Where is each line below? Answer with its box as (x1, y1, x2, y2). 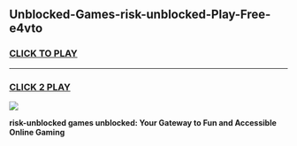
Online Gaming (9, 127, 65, 137)
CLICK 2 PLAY (9, 81, 71, 93)
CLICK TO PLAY (9, 48, 78, 60)
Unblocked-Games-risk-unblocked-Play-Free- (9, 7, 271, 22)
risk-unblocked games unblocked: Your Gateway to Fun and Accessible (9, 117, 277, 127)
